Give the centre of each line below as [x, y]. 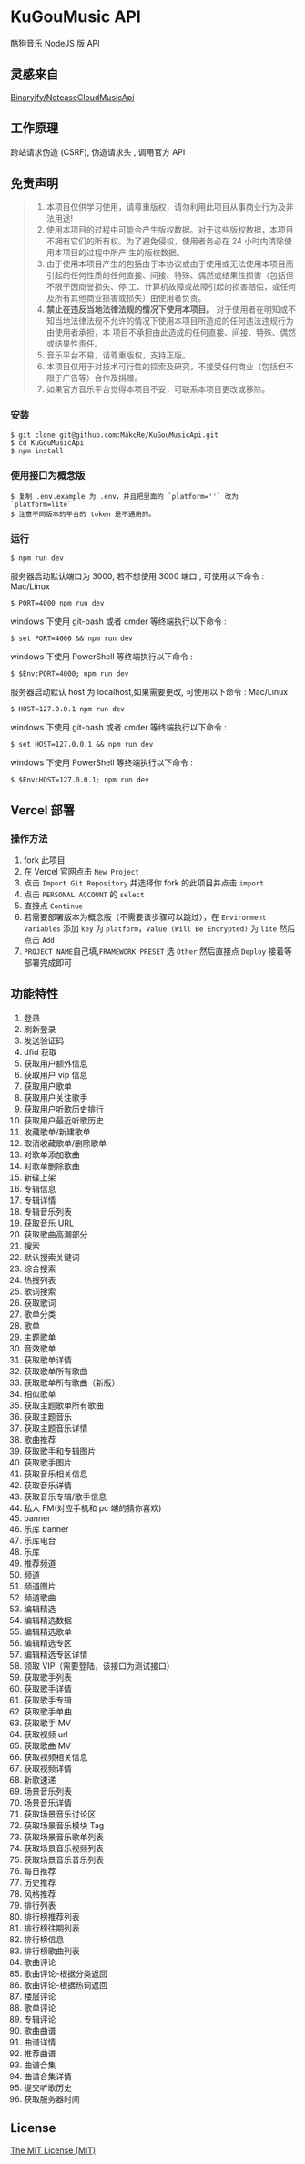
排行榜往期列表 [51, 1928]
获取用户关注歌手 [56, 1097]
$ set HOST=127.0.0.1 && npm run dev [82, 745]
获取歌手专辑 [47, 1700]
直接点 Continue [53, 906]
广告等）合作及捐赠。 [102, 378]
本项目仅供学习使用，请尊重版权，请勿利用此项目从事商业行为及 [166, 207]
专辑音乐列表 [47, 1211]
